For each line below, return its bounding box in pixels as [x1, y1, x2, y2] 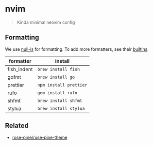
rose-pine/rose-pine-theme [12, 134, 68, 140]
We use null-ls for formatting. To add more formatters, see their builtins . [5, 46, 149, 52]
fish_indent [7, 66, 33, 72]
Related [5, 122, 29, 130]
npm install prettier [37, 82, 87, 87]
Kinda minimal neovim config [17, 19, 75, 25]
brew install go [37, 74, 75, 80]
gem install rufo [37, 90, 78, 95]
